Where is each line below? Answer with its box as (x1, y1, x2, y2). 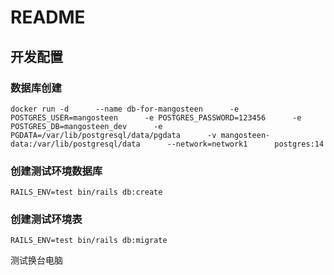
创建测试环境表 (10, 212, 83, 226)
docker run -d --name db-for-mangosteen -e (10, 104, 240, 114)
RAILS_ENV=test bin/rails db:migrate (10, 236, 168, 246)
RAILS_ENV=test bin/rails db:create (10, 187, 163, 198)
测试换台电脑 (10, 254, 63, 266)
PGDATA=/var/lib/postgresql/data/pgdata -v (10, 130, 217, 140)
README (10, 6, 86, 29)
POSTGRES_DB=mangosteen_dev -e (10, 121, 163, 131)
